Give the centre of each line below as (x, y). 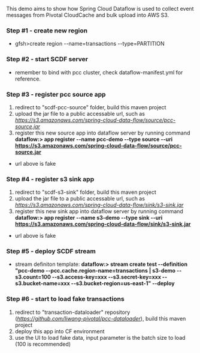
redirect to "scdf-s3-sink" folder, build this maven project (86, 192)
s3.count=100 (33, 277)
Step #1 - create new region (47, 31)
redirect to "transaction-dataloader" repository (72, 312)
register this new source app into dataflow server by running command (102, 133)
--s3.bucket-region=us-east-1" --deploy (123, 283)
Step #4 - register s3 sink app (50, 179)
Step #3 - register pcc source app (56, 94)
